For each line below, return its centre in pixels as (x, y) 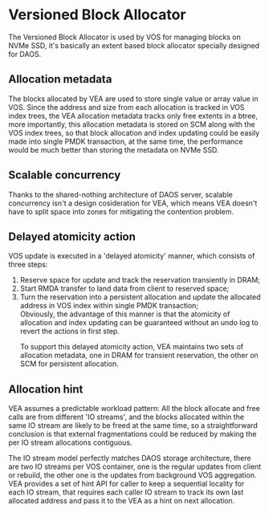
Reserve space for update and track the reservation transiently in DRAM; (140, 280)
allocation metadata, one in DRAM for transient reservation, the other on (139, 356)
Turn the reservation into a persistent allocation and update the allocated (140, 297)
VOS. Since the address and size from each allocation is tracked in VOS (126, 107)
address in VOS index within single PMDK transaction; (109, 306)
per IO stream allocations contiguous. (70, 442)
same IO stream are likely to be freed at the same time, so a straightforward (133, 425)
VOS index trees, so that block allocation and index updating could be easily (134, 132)
